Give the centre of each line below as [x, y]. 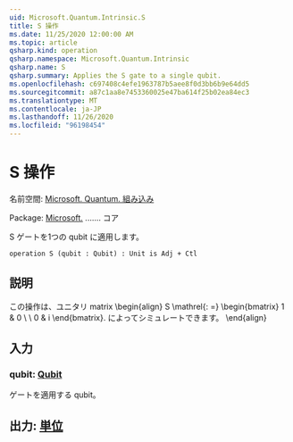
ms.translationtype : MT [54, 100]
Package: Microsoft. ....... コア [64, 217]
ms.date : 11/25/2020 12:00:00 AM [71, 34]
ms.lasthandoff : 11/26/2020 [62, 117]
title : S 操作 [34, 26]
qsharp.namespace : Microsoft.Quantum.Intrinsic [100, 59]
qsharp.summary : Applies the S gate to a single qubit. [115, 76]
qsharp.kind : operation [54, 51]
